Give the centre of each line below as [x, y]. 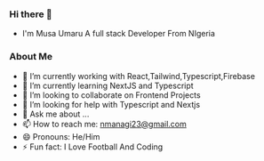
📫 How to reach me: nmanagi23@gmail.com [104, 124]
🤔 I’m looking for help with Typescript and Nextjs [111, 104]
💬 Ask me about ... [56, 114]
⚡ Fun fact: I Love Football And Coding [92, 147]
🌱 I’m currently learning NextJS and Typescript [108, 85]
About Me [31, 57]
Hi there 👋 [31, 14]
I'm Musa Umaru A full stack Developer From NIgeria [119, 34]
